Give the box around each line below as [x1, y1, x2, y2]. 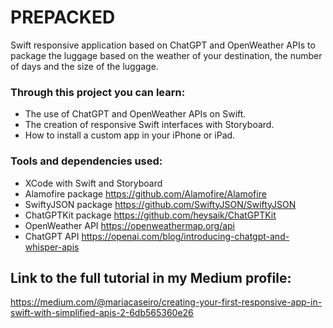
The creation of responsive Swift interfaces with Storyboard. [24, 119, 275, 131]
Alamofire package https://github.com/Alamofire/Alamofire [24, 187, 267, 200]
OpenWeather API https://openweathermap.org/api [24, 219, 235, 231]
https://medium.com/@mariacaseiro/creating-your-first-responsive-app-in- [10, 296, 323, 308]
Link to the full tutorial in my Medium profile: [10, 269, 292, 286]
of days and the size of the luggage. [10, 60, 159, 72]
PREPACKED [10, 6, 116, 29]
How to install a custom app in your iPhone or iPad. [24, 129, 236, 141]
